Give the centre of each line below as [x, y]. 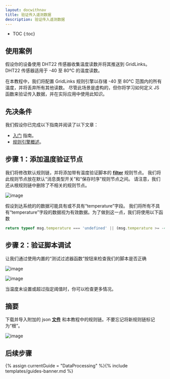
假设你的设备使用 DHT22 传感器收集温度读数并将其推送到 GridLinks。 [78, 64]
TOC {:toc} [24, 34]
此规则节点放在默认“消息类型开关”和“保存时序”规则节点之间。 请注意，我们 [83, 179]
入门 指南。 [24, 135]
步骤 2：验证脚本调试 [38, 245]
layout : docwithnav [26, 10]
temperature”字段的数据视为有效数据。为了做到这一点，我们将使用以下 [85, 212]
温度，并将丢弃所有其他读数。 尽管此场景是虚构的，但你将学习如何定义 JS [82, 88]
